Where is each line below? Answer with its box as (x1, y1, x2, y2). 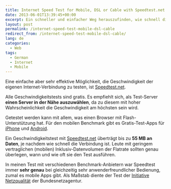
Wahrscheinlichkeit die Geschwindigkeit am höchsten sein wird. (5, 105, 139, 111)
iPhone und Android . (5, 126, 48, 132)
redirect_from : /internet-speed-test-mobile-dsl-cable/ (5, 31, 126, 36)
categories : (5, 41, 31, 46)
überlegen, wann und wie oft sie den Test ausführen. (5, 152, 116, 158)
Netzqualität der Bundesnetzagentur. (5, 178, 83, 184)
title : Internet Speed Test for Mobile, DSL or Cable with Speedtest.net (5, 7, 165, 13)
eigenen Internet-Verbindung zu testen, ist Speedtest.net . (5, 84, 126, 90)
